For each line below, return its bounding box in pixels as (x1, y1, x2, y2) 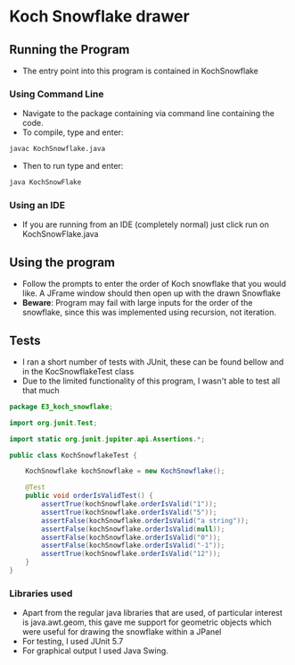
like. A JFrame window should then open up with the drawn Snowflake (21, 288, 281, 299)
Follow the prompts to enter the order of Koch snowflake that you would (21, 279, 287, 290)
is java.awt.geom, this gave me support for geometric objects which (21, 617, 272, 627)
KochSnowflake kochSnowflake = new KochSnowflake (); (25, 467, 225, 476)
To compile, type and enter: (21, 127, 124, 138)
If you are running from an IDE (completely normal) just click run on (21, 219, 269, 230)
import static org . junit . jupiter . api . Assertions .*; (9, 434, 205, 443)
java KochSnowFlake (9, 178, 82, 187)
